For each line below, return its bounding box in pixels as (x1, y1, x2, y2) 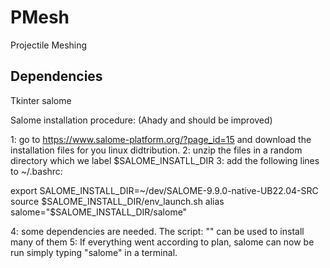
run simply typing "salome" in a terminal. (10, 246, 178, 258)
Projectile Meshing (10, 39, 88, 51)
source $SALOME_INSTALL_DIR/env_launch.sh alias (10, 195, 225, 207)
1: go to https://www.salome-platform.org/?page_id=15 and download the (10, 133, 312, 145)
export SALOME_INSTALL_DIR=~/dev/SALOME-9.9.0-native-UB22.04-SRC (10, 184, 319, 196)
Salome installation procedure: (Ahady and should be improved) (10, 114, 273, 126)
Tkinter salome (10, 94, 72, 106)
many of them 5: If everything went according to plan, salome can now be (10, 236, 315, 248)
